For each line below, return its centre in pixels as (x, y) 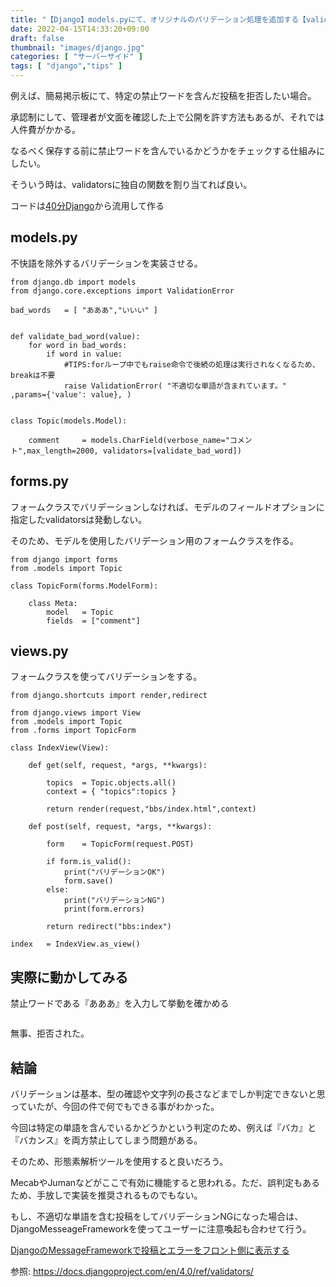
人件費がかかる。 (45, 129)
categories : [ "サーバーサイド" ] (76, 57)
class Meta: (53, 603)
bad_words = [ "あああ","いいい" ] (84, 310)
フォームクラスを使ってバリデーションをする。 (106, 677)
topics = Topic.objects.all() (111, 783)
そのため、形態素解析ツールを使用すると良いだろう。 (119, 1162)
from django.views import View (75, 713)
